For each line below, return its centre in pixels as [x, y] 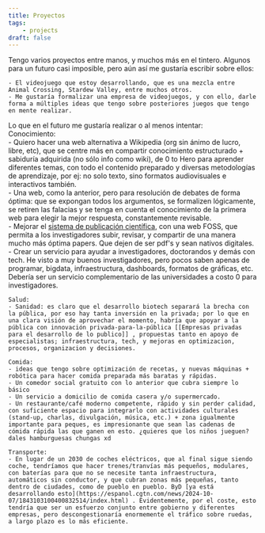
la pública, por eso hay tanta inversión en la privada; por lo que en [129, 314]
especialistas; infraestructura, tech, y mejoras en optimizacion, [122, 341]
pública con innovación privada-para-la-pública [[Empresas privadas [125, 328]
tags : [17, 23]
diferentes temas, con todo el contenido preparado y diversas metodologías [132, 168]
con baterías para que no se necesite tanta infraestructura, [113, 473]
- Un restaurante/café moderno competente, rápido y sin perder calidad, [132, 404]
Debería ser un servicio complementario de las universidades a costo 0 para [132, 277]
